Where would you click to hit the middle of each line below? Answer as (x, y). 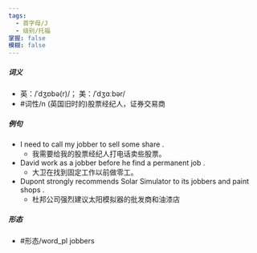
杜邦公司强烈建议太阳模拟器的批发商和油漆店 (106, 199)
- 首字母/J (32, 23)
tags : (17, 16)
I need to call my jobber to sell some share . (92, 144)
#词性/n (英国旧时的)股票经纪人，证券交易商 (93, 104)
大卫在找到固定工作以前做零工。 (85, 172)
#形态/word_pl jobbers (57, 241)
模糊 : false (27, 46)
